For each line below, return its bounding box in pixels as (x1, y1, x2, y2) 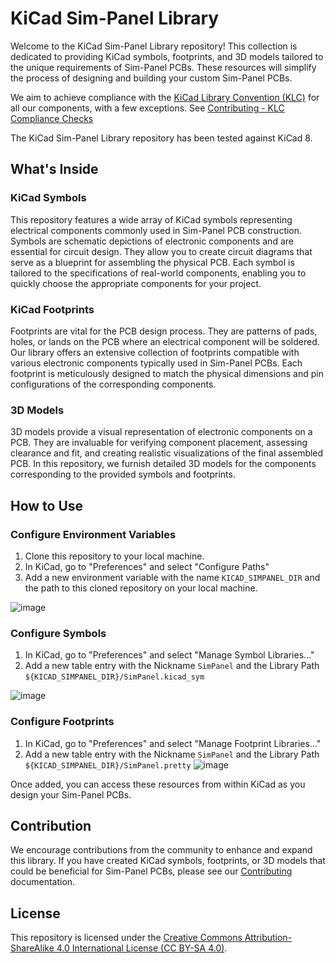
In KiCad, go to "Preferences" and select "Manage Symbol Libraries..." (24, 649, 315, 661)
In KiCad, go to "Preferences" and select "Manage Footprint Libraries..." (24, 737, 322, 749)
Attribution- (244, 932, 293, 944)
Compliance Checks (10, 112, 94, 124)
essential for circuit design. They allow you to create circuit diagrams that (10, 245, 313, 257)
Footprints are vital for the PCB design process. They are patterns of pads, (10, 325, 318, 337)
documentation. (10, 876, 76, 888)
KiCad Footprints (10, 302, 95, 316)
